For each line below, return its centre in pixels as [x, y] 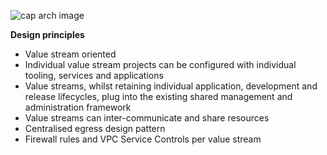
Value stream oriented [70, 54]
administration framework [78, 107]
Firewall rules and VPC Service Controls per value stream [143, 139]
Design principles [47, 34]
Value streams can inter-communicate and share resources [147, 118]
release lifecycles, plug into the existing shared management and [158, 96]
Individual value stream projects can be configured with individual [160, 64]
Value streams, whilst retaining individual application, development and [171, 86]
